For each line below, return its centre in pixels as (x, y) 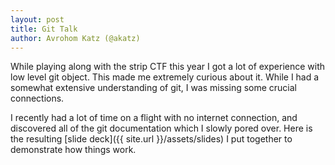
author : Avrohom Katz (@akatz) (75, 38)
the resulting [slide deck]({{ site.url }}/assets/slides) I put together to (151, 139)
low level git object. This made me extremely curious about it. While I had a (165, 77)
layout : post (37, 19)
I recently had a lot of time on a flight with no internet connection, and (154, 118)
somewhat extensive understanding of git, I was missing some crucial (154, 88)
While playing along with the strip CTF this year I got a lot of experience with (168, 67)
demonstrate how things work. (73, 150)
